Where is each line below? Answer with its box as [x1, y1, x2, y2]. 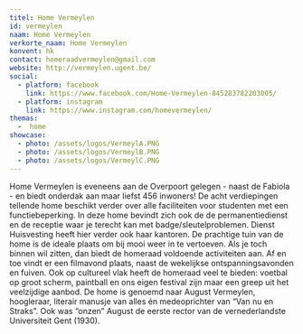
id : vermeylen [9, 22, 63, 31]
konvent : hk [9, 47, 54, 56]
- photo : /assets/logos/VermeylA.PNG [17, 139, 160, 148]
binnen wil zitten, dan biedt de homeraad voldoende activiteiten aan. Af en [9, 247, 287, 258]
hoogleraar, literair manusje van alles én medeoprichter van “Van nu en [9, 295, 274, 307]
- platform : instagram [17, 97, 103, 107]
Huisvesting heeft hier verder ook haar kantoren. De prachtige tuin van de [9, 228, 284, 239]
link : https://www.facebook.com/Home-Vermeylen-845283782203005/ [25, 88, 278, 97]
